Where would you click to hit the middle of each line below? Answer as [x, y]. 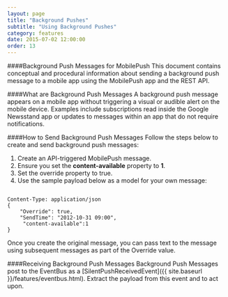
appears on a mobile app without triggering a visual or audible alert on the [114, 101]
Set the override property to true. [65, 173]
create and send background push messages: [73, 145]
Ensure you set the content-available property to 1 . [91, 166]
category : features [36, 33]
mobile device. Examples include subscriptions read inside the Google [108, 109]
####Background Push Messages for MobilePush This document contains [114, 66]
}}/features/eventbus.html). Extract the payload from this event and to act [113, 279]
